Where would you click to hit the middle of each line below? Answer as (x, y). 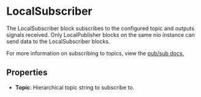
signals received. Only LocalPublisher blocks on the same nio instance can (100, 34)
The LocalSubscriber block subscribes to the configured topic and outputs (100, 28)
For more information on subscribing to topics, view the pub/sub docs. (95, 53)
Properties (27, 73)
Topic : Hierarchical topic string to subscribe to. (75, 87)
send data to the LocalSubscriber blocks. (58, 41)
